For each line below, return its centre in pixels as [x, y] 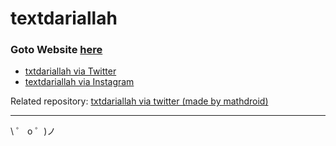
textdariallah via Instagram [79, 82]
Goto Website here [56, 50]
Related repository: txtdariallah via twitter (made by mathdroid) [139, 101]
